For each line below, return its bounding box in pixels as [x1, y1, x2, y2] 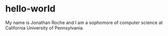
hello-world [5, 3, 56, 14]
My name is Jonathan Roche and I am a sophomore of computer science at [5, 19, 163, 25]
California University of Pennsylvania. [5, 24, 84, 30]
